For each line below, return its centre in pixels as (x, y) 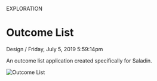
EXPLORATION (24, 9)
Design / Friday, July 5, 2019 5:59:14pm (55, 49)
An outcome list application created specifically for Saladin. (79, 60)
